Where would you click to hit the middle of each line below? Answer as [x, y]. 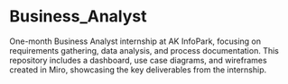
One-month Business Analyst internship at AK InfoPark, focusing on [135, 41]
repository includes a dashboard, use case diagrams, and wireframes [139, 60]
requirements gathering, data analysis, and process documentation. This [144, 50]
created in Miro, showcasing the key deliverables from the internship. [138, 70]
